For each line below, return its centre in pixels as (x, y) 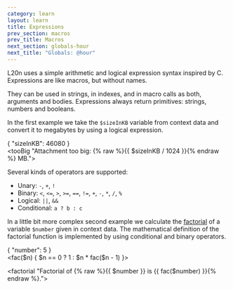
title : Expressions (36, 27)
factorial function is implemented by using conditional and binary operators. (117, 236)
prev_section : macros (39, 33)
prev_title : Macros (36, 40)
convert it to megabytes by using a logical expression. (85, 130)
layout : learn (28, 20)
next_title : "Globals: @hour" (52, 53)
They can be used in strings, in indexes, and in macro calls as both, (105, 94)
